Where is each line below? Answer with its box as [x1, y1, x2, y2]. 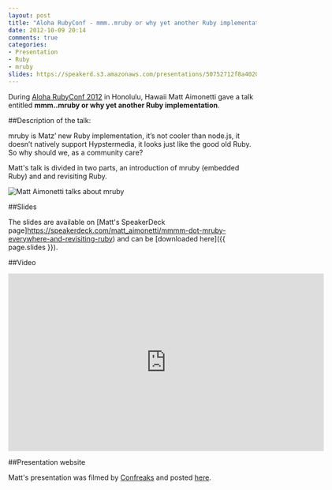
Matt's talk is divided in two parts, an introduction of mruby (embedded [8, 163, 240, 172]
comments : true [8, 33, 58, 42]
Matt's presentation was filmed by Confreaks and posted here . [8, 473, 211, 482]
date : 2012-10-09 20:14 [8, 26, 87, 34]
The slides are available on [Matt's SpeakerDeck [8, 217, 166, 226]
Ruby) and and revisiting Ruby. [8, 171, 108, 181]
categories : [8, 41, 47, 49]
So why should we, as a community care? [8, 148, 144, 157]
